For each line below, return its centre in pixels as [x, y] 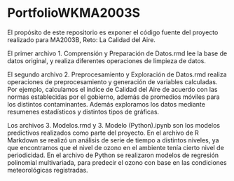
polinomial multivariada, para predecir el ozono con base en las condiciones [117, 162]
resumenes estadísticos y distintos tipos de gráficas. [83, 112]
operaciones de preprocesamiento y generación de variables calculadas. [112, 81]
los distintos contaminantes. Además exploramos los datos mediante [106, 104]
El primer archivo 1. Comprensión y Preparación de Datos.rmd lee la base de [117, 53]
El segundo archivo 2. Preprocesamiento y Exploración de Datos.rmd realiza [117, 74]
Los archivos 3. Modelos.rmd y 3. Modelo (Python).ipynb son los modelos [114, 125]
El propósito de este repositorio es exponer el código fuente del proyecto [113, 32]
